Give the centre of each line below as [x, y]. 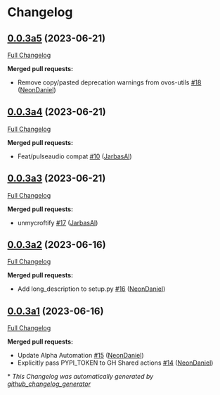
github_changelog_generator [49, 384]
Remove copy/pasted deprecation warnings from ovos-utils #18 [109, 82]
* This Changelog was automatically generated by [80, 377]
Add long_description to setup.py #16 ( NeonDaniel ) [91, 289]
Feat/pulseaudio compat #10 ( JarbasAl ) [75, 156]
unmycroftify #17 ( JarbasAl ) [58, 222]
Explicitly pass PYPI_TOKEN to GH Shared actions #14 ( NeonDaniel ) [115, 363]
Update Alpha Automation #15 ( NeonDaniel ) [80, 356]
